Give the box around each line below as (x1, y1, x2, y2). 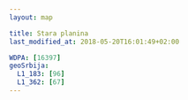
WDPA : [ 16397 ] (9, 53, 62, 62)
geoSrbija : (9, 61, 49, 71)
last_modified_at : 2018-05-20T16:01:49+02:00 (9, 37, 179, 46)
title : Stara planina (9, 28, 89, 38)
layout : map (9, 12, 53, 22)
